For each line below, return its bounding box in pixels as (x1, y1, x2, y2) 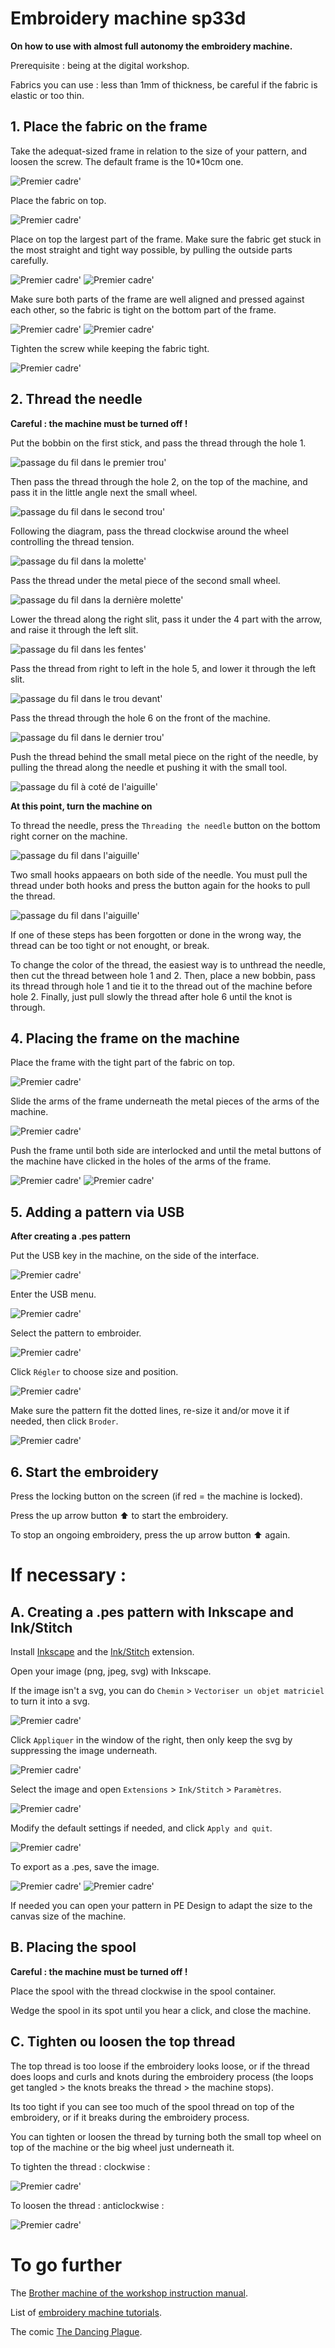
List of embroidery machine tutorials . (10, 2306, 162, 2318)
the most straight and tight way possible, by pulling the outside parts (10, 243, 293, 256)
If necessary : (10, 1564, 127, 1587)
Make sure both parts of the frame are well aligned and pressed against (10, 293, 305, 305)
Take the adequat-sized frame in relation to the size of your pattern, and (10, 145, 307, 157)
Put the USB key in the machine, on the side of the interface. (10, 1250, 260, 1262)
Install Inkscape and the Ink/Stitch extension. (10, 1646, 195, 1657)
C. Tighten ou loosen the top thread (10, 2033, 236, 2051)
